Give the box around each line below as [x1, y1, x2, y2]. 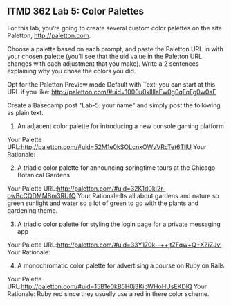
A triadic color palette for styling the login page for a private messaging [17, 220, 221, 228]
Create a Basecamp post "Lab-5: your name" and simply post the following [7, 101, 221, 110]
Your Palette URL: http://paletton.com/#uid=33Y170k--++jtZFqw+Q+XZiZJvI [7, 241, 223, 249]
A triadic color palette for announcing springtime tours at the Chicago [17, 163, 216, 172]
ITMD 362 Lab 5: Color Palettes [7, 6, 144, 17]
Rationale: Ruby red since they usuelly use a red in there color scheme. [7, 289, 210, 297]
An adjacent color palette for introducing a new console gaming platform [17, 121, 225, 130]
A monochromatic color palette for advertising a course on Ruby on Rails [17, 261, 225, 270]
